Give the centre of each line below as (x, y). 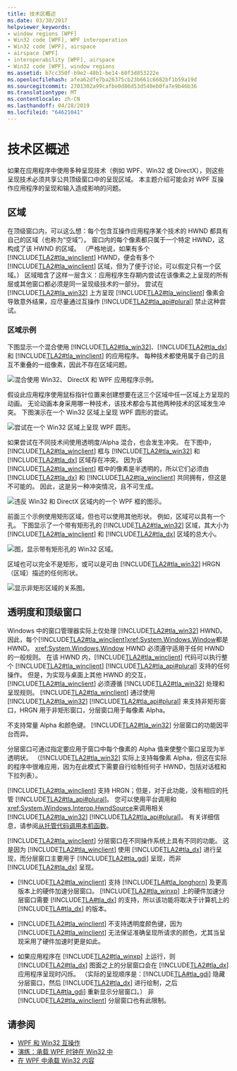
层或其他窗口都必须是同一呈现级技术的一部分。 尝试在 (85, 284)
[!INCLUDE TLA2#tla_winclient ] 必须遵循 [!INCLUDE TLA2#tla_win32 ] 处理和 (116, 683)
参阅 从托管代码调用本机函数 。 (69, 825)
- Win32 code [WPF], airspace (52, 47)
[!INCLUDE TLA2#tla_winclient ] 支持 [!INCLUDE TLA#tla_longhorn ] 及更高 (122, 882)
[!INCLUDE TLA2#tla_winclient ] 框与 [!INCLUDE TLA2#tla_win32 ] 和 (104, 451)
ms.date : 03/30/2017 (38, 20)
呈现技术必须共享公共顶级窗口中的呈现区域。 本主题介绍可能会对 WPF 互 (113, 179)
